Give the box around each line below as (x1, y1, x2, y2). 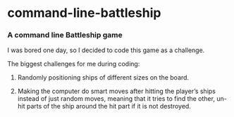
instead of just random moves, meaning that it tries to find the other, (17, 94, 215, 103)
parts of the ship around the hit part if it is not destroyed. (26, 102, 192, 111)
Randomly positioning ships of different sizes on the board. (17, 73, 189, 82)
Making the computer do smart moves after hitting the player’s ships (17, 87, 216, 96)
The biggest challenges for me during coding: (7, 60, 140, 68)
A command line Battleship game (7, 30, 123, 40)
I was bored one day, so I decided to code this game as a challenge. (7, 46, 205, 54)
